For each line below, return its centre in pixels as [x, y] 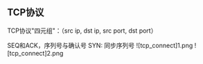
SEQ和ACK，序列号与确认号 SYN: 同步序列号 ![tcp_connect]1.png [100, 45]
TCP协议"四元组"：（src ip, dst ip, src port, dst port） [82, 31]
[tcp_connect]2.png [35, 53]
